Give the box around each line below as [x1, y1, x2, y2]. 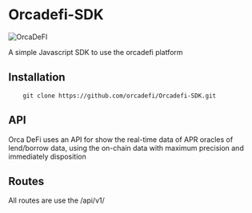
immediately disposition [8, 152, 86, 161]
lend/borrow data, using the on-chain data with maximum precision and [8, 143, 244, 152]
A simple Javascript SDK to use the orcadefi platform [8, 47, 183, 57]
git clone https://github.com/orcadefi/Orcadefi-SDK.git [22, 92, 217, 100]
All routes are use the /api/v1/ [8, 195, 106, 205]
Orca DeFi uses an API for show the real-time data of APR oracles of [8, 134, 234, 144]
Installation [8, 70, 66, 85]
